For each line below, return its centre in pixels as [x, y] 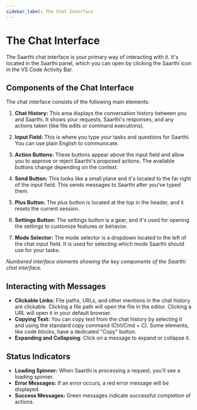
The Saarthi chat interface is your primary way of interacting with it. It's [92, 57]
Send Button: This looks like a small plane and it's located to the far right [103, 179]
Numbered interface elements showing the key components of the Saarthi [96, 261]
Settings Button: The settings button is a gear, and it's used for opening [102, 220]
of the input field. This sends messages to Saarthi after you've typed [98, 185]
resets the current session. [47, 209]
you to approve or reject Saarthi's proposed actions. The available [94, 161]
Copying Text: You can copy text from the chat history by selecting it [98, 319]
